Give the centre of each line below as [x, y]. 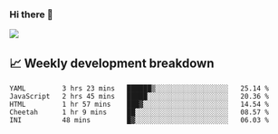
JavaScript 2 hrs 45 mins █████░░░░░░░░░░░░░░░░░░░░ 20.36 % [139, 97]
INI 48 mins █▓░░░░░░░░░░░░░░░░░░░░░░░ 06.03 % [139, 120]
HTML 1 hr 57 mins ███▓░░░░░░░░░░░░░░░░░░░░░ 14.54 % [139, 105]
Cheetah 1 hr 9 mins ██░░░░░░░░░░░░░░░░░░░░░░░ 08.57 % [139, 112]
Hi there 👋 [32, 14]
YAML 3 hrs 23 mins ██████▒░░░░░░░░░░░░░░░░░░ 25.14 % [139, 89]
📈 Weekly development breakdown [112, 63]
